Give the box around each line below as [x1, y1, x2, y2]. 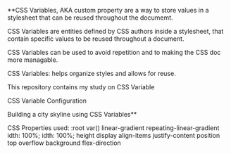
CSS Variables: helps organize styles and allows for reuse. [7, 70, 176, 77]
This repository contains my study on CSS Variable [7, 83, 155, 91]
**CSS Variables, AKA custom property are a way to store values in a [7, 6, 209, 14]
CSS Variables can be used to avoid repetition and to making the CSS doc [7, 49, 221, 56]
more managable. [7, 56, 58, 64]
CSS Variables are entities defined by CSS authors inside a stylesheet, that [7, 27, 224, 35]
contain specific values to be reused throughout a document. [7, 34, 185, 43]
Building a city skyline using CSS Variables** [7, 110, 137, 118]
